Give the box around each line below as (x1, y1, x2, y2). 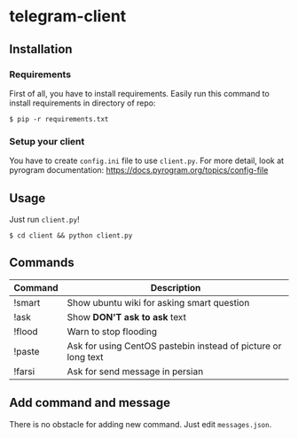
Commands (9, 255, 75, 270)
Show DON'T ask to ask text (67, 310, 186, 323)
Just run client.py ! (9, 214, 80, 224)
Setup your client (9, 135, 85, 147)
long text (67, 350, 104, 363)
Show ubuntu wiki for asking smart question (67, 296, 250, 309)
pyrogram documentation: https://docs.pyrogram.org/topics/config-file (9, 165, 269, 176)
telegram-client (9, 6, 127, 27)
